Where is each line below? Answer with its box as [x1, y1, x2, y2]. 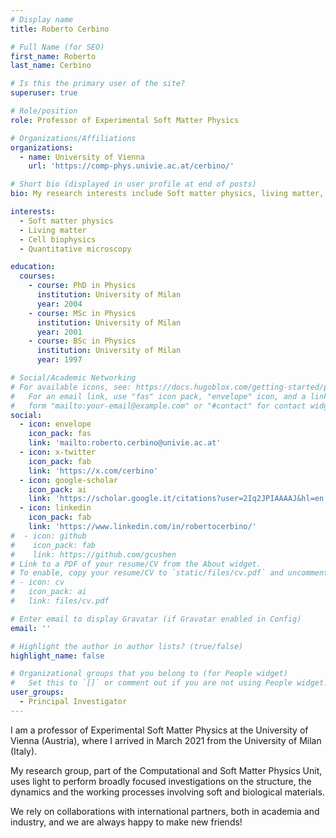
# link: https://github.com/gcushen [10, 549, 177, 560]
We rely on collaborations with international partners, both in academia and [10, 805, 320, 817]
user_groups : [10, 687, 65, 698]
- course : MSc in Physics [28, 308, 137, 318]
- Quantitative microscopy [19, 244, 132, 254]
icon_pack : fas [28, 429, 92, 439]
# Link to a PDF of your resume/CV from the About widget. [10, 559, 262, 569]
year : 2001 [36, 327, 83, 337]
